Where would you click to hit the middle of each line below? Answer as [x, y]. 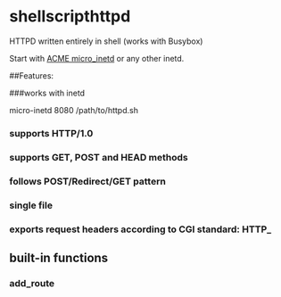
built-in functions [59, 257]
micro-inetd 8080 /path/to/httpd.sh [74, 110]
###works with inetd [47, 93]
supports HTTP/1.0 [51, 133]
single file [31, 205]
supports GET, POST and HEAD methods [99, 157]
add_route [32, 283]
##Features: [32, 75]
